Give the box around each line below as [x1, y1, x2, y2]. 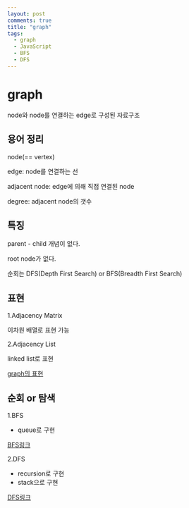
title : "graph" [7, 23, 52, 30]
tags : [7, 30, 23, 37]
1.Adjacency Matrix [7, 311, 63, 320]
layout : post [7, 10, 46, 18]
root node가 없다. [7, 254, 56, 263]
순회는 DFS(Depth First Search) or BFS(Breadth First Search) [7, 269, 183, 278]
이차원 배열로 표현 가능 [7, 326, 70, 335]
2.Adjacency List [7, 340, 56, 349]
